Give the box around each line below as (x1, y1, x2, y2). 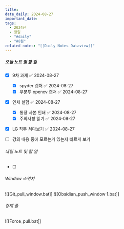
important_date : (5, 16, 38, 21)
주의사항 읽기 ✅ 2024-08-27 (19, 115, 76, 121)
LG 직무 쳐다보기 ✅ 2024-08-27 (12, 126, 75, 132)
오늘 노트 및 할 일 (5, 59, 37, 65)
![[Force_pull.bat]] (5, 218, 41, 224)
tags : (5, 20, 16, 26)
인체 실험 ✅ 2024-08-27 (12, 99, 61, 105)
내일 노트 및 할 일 (5, 148, 38, 154)
